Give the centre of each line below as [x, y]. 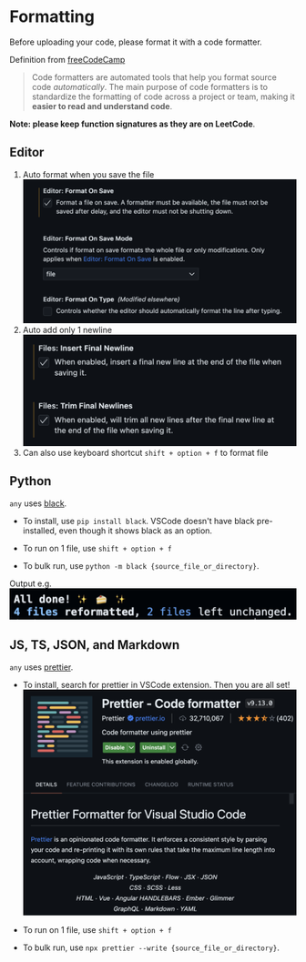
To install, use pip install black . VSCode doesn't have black [138, 521]
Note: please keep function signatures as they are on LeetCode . [133, 124]
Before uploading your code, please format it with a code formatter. [136, 42]
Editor [27, 152]
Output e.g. [31, 583]
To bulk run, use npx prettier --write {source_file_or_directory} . [151, 947]
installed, [40, 531]
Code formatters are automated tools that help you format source [154, 77]
